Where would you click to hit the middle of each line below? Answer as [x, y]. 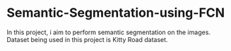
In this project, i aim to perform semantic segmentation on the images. [109, 32]
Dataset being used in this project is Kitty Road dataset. [87, 39]
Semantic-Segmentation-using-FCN [116, 13]
